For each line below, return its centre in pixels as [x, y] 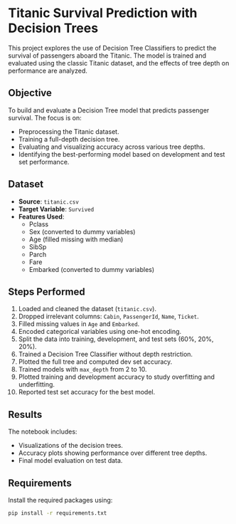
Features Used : [41, 216]
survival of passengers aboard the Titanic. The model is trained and [107, 56]
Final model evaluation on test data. [70, 461]
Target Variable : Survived [56, 209]
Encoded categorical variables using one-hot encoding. [100, 332]
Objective [30, 93]
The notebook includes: [43, 431]
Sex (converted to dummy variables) [82, 231]
